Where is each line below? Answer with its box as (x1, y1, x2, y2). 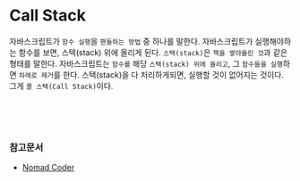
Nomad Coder (21, 162, 74, 173)
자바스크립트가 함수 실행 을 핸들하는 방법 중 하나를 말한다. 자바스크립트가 (9, 36, 253, 46)
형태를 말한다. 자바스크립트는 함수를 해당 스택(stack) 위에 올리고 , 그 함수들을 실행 (9, 58, 284, 69)
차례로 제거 (18, 70, 54, 80)
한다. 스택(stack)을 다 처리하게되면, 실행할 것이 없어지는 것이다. (62, 69, 285, 80)
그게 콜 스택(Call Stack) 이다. (9, 80, 114, 91)
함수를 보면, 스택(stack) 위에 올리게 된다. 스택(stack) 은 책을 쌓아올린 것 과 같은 (18, 46, 288, 58)
